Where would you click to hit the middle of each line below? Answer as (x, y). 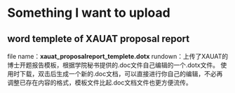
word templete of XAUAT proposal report (99, 39)
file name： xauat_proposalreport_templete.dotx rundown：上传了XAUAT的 (118, 56)
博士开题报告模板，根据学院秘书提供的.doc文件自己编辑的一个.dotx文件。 (113, 65)
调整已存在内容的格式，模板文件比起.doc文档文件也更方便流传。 (100, 83)
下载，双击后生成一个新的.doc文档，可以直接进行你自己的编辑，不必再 (121, 74)
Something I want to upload (89, 13)
